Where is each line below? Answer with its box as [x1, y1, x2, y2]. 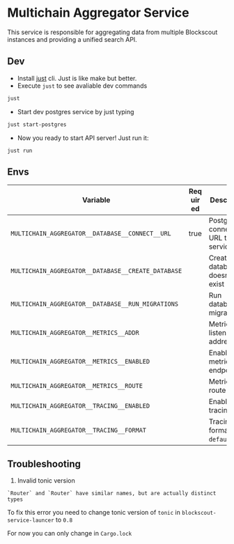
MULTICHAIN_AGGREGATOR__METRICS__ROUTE [10, 382, 143, 390]
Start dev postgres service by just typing [17, 107, 134, 116]
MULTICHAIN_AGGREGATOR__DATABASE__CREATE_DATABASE [10, 267, 182, 275]
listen [208, 328, 226, 338]
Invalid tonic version [17, 476, 75, 485]
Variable [82, 195, 111, 205]
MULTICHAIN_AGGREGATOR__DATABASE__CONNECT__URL [10, 230, 172, 238]
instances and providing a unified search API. [7, 35, 137, 43]
